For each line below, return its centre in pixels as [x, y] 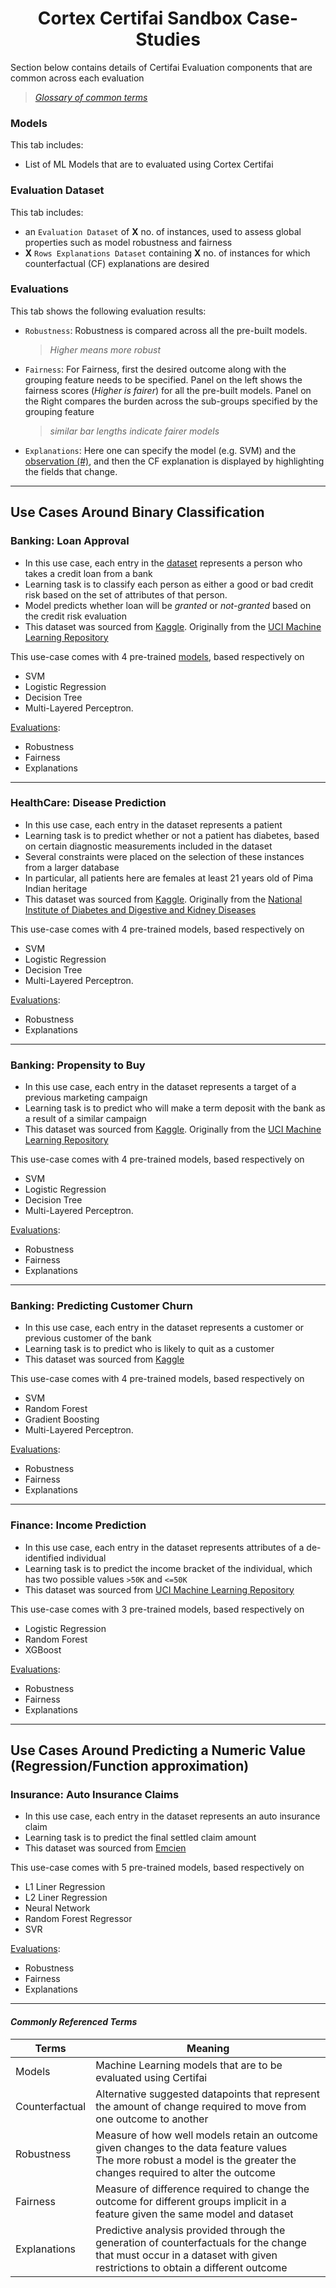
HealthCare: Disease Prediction [88, 803]
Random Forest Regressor [78, 1919]
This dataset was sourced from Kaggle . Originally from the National [163, 899]
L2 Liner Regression [66, 1898]
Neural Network [57, 1908]
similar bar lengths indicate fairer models [134, 431]
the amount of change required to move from [201, 2106]
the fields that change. [71, 471]
